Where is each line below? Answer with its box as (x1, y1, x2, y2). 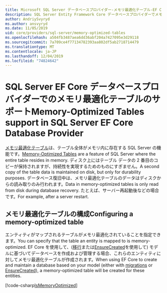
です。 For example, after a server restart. (5, 194, 89, 200)
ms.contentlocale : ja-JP (5, 49, 57, 54)
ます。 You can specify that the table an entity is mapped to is (5, 238, 131, 244)
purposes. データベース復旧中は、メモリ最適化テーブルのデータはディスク (5, 175, 157, 181)
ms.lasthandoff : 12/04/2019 (5, 53, 64, 59)
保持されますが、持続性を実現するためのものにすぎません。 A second (18, 163, 160, 169)
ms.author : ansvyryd (5, 21, 48, 26)
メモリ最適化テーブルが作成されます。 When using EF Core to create (18, 257, 158, 262)
